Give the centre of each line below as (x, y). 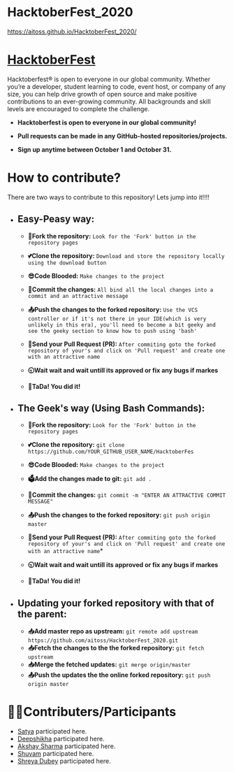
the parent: (42, 614)
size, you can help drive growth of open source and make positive (102, 94)
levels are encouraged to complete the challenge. (79, 108)
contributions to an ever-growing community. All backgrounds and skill (109, 101)
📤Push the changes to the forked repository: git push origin (119, 515)
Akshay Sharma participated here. (66, 746)
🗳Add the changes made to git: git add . (90, 479)
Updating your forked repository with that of (116, 603)
